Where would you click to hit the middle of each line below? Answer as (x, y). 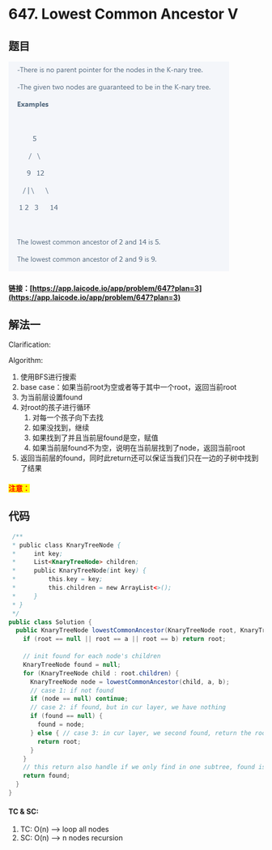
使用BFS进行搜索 (48, 377)
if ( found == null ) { (66, 716)
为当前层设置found (51, 397)
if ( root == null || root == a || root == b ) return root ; (125, 639)
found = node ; (61, 725)
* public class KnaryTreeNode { (66, 545)
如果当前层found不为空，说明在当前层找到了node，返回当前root (138, 448)
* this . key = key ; (57, 579)
